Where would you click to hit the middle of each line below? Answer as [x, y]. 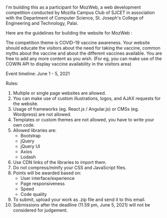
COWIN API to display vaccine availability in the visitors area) [68, 64]
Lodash [28, 157]
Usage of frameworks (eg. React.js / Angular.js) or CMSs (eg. [76, 109]
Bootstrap [30, 136]
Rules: [12, 83]
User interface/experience [47, 178]
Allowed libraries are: [35, 130]
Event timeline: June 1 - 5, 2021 [38, 74]
